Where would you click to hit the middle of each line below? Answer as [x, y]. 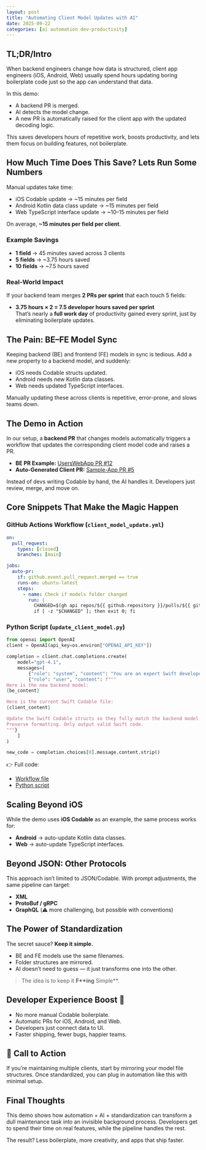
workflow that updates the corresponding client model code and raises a [98, 445]
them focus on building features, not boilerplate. [67, 144]
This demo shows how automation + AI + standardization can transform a [99, 1115]
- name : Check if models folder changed [75, 594]
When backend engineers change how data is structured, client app [92, 69]
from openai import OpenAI [41, 640]
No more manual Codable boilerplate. [63, 1014]
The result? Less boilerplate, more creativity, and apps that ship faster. [95, 1140]
